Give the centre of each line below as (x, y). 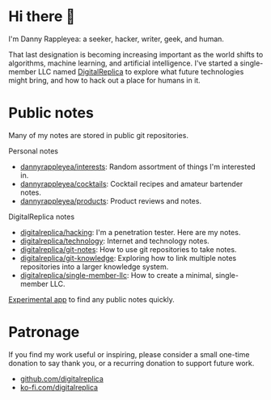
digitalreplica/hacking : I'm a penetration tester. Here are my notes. (130, 232)
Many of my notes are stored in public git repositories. (98, 135)
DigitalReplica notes (42, 217)
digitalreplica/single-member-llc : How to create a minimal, (117, 275)
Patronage (44, 333)
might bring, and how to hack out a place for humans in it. (104, 80)
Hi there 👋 (42, 17)
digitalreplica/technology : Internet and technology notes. (115, 241)
